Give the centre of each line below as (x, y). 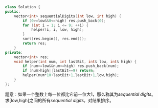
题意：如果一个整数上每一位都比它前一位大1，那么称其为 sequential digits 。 (80, 94)
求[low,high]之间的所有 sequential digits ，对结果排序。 (59, 100)
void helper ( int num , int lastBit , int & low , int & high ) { (75, 62)
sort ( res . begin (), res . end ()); (55, 39)
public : (13, 11)
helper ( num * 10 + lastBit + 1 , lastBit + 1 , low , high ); (71, 75)
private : (14, 52)
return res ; (35, 43)
